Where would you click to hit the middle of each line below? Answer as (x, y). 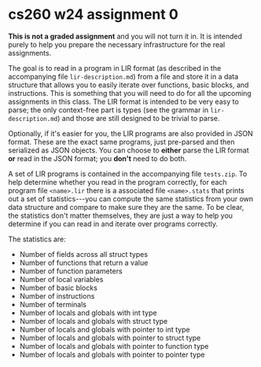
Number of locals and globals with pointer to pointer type (112, 354)
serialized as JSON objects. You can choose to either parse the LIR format (129, 150)
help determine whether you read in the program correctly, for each (118, 182)
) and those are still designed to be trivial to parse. (139, 118)
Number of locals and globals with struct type (94, 321)
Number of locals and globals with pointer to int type (105, 329)
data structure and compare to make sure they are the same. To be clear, (126, 207)
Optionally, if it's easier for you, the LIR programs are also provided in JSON (130, 133)
